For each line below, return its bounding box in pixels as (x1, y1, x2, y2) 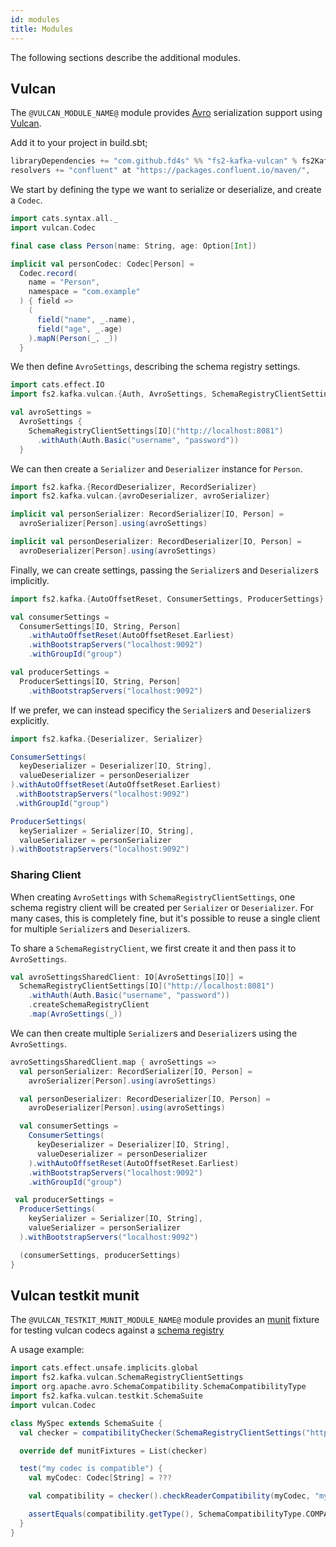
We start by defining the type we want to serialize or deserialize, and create (10, 184, 322, 196)
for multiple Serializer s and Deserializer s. (10, 922, 191, 935)
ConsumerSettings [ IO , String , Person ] (19, 621, 182, 631)
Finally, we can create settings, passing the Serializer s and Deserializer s (10, 564, 319, 576)
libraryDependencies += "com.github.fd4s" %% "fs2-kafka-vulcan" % (10, 156, 298, 166)
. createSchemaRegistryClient (28, 1000, 150, 1010)
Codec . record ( (19, 268, 78, 278)
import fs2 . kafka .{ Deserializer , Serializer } (10, 734, 203, 744)
